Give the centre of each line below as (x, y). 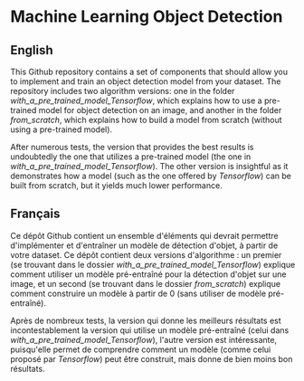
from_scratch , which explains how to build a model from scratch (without (147, 120)
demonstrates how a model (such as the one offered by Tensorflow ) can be (151, 176)
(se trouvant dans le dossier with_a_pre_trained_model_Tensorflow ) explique (153, 264)
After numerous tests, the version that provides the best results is (132, 147)
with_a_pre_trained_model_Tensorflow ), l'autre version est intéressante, (144, 339)
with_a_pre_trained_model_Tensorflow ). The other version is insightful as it (149, 166)
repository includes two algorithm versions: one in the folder (123, 91)
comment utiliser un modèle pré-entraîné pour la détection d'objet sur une (148, 274)
